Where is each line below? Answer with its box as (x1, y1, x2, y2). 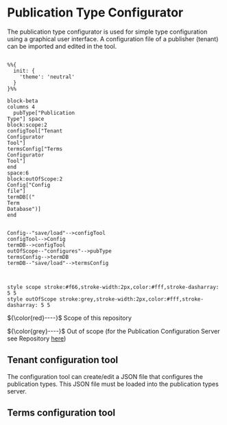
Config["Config (7, 181, 51, 188)
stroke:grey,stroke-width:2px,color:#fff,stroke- (59, 295, 204, 303)
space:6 (7, 170, 29, 176)
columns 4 (7, 103, 36, 111)
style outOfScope (7, 295, 57, 303)
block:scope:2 (7, 122, 48, 128)
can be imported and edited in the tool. (7, 42, 117, 50)
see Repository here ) (7, 334, 67, 343)
